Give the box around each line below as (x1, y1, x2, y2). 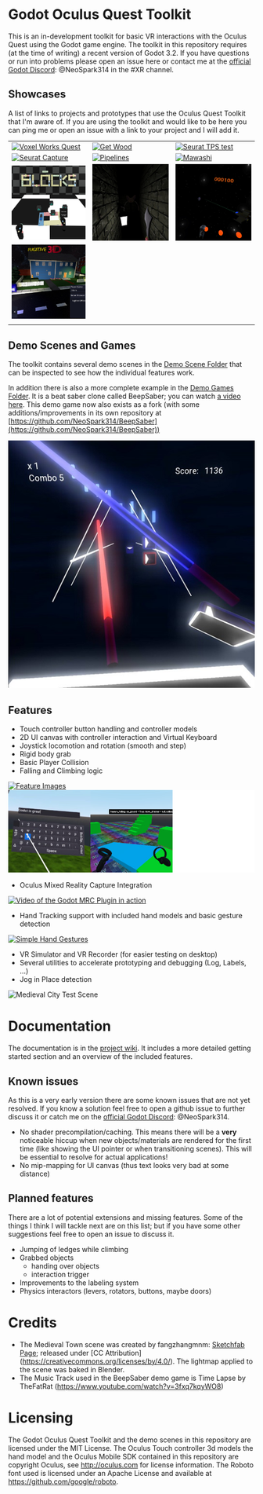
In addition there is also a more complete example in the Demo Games (8, 383, 234, 393)
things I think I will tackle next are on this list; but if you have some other (8, 1221, 241, 1230)
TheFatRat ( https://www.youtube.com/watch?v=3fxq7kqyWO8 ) (19, 1381, 225, 1391)
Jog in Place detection (19, 975, 92, 984)
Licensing (8, 1408, 74, 1426)
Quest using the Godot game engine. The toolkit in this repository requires (8, 39, 247, 49)
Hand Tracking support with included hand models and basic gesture (19, 911, 243, 921)
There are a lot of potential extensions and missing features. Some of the (8, 1212, 243, 1222)
